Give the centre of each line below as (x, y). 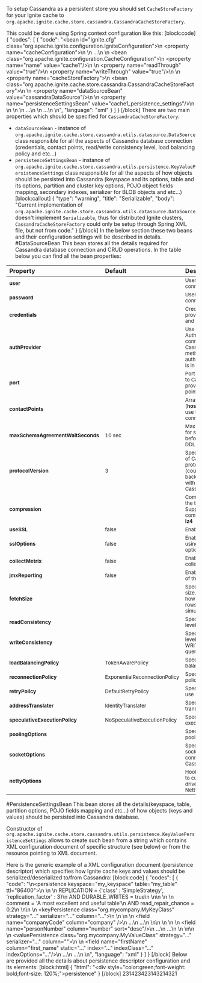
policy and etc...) (36, 154)
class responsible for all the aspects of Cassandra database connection (103, 141)
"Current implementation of (49, 205)
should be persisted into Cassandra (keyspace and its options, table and (104, 179)
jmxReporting (26, 576)
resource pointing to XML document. (52, 853)
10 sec (113, 435)
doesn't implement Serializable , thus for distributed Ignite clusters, (99, 217)
